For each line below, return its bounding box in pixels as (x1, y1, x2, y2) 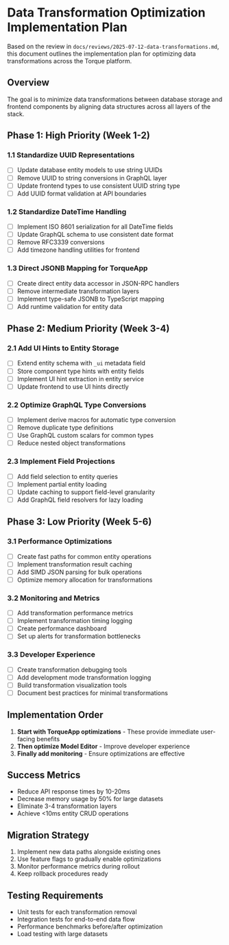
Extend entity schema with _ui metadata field (16, 359, 146, 368)
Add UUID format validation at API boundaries (16, 189, 147, 198)
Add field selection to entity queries (16, 472, 119, 480)
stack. (7, 109, 25, 118)
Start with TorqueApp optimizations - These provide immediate (16, 728, 200, 736)
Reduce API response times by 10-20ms (16, 787, 130, 796)
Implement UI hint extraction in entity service (16, 374, 144, 383)
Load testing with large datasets (16, 930, 108, 938)
